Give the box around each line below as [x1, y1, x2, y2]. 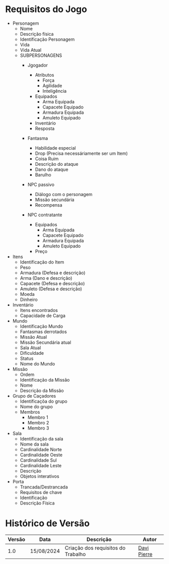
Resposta [35, 125, 55, 132]
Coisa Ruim [35, 155, 59, 162]
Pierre [138, 550, 152, 557]
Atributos [35, 72, 54, 78]
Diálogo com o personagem [35, 191, 93, 197]
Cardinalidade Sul [20, 457, 57, 463]
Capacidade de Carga [20, 312, 65, 319]
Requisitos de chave [20, 489, 62, 495]
